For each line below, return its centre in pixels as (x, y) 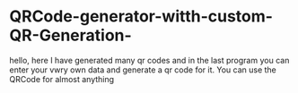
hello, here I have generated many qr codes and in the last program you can (149, 60)
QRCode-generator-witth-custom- (141, 17)
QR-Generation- (70, 35)
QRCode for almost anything (62, 79)
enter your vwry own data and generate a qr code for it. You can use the (143, 70)
